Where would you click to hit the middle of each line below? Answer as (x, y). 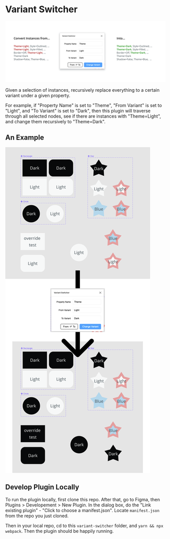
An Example (25, 138)
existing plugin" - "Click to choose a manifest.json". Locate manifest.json (82, 510)
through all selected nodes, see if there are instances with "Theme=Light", (83, 116)
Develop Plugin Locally (42, 487)
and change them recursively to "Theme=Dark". (55, 121)
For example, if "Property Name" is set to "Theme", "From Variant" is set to (83, 105)
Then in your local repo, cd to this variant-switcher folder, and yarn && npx (84, 525)
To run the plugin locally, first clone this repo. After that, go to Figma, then (83, 499)
